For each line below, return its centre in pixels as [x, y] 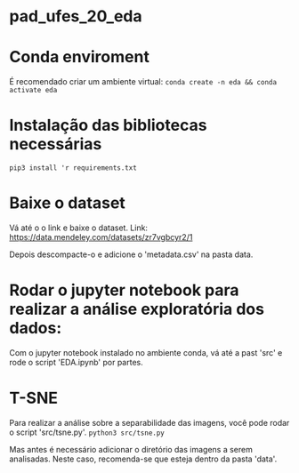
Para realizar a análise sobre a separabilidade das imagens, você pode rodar [149, 422]
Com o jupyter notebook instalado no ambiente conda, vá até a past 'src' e [146, 352]
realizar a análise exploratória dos [137, 309]
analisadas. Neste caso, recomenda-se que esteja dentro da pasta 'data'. [143, 459]
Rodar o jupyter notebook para [124, 290]
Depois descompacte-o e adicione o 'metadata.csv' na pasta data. [131, 254]
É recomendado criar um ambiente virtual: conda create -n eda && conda [143, 82]
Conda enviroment [79, 57]
